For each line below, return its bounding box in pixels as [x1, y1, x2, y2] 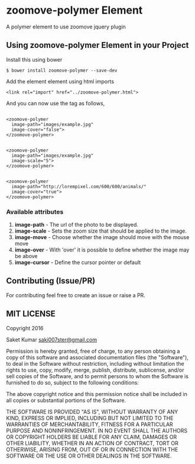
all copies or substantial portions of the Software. [6, 397, 126, 404]
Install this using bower [6, 56, 63, 63]
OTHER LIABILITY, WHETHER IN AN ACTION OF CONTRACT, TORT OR [6, 439, 178, 447]
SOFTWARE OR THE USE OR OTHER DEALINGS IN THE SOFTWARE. [6, 452, 172, 459]
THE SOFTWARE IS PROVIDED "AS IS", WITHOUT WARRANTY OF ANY [6, 408, 178, 415]
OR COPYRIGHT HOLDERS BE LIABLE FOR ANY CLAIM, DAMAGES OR [6, 433, 177, 440]
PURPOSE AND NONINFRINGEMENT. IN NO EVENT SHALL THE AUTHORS [6, 427, 188, 434]
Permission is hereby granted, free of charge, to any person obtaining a [6, 347, 180, 355]
